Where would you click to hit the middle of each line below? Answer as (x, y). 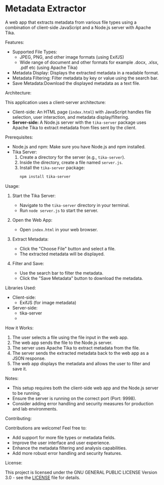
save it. (19, 369)
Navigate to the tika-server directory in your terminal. (75, 205)
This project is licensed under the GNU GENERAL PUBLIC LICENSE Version (81, 472)
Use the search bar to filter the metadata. (61, 273)
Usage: (12, 186)
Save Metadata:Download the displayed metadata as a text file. (76, 83)
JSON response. (29, 358)
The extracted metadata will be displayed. (62, 254)
